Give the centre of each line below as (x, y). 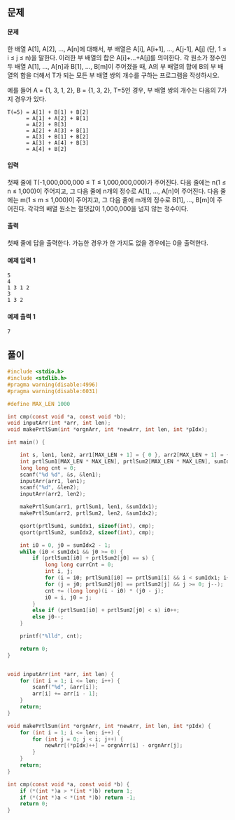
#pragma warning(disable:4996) (53, 385)
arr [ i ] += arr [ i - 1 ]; (65, 694)
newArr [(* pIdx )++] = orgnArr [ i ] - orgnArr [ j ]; (114, 746)
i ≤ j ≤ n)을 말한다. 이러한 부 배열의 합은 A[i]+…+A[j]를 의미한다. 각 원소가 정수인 (117, 58)
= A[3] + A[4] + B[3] (57, 143)
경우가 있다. (30, 99)
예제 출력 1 (22, 316)
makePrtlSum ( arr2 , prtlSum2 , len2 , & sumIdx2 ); (89, 514)
